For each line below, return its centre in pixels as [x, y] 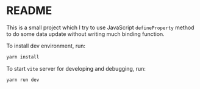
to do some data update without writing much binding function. [85, 34]
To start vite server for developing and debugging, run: [76, 68]
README [29, 11]
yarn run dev [23, 80]
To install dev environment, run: [46, 46]
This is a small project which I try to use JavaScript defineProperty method [100, 27]
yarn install [23, 57]
